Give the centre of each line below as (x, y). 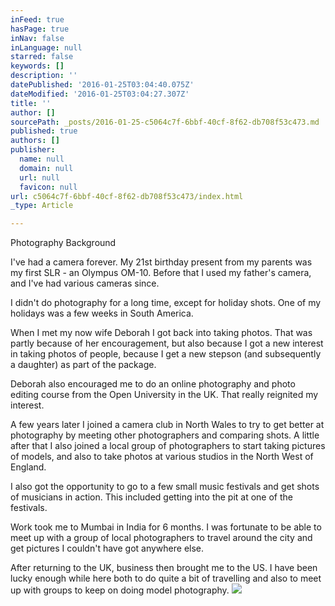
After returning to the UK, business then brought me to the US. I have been (164, 568)
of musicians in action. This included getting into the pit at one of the (152, 497)
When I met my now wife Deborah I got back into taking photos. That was (161, 333)
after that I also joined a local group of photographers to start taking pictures (168, 446)
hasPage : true (40, 29)
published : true (44, 131)
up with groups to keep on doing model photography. (120, 590)
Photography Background (63, 243)
